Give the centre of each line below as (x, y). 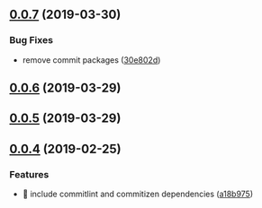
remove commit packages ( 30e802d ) (91, 60)
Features (29, 174)
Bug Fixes (32, 40)
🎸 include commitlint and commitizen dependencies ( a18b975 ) (138, 194)
